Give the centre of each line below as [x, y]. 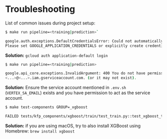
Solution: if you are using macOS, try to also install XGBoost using [73, 126]
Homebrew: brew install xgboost [40, 131]
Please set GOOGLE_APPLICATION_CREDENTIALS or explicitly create [74, 46]
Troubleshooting [40, 9]
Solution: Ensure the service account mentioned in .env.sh [66, 88]
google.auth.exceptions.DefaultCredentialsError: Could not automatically [84, 41]
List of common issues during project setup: [50, 23]
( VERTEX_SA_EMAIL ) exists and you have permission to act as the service [78, 93]
